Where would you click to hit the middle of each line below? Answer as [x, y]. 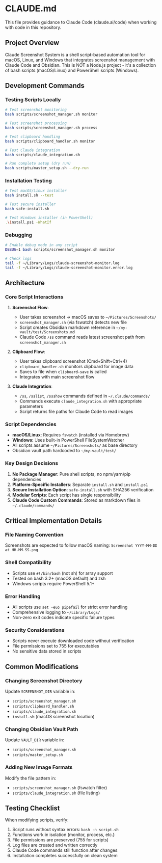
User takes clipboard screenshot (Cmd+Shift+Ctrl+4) [73, 361]
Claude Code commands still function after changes [65, 850]
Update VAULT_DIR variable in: [35, 740]
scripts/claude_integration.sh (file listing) [56, 793]
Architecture [25, 283]
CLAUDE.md [31, 9]
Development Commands [45, 86]
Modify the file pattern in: [31, 778]
